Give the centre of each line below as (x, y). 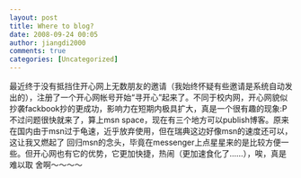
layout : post (34, 18)
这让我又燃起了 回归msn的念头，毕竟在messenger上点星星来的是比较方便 (145, 142)
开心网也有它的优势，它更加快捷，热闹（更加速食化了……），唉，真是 (160, 153)
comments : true (38, 51)
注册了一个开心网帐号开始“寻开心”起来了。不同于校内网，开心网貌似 (162, 97)
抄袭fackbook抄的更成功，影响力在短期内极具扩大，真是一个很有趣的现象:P (148, 108)
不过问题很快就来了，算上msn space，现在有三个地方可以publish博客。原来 (149, 120)
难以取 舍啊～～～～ (46, 165)
